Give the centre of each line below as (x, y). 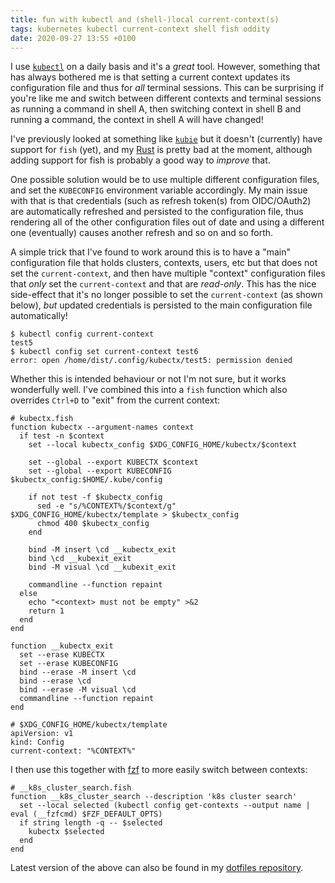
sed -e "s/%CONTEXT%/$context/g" (106, 506)
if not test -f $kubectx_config (95, 497)
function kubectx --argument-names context (102, 427)
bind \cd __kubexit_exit (80, 559)
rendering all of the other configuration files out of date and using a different (167, 222)
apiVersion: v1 (42, 734)
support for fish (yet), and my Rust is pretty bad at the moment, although (161, 150)
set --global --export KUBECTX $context (113, 462)
